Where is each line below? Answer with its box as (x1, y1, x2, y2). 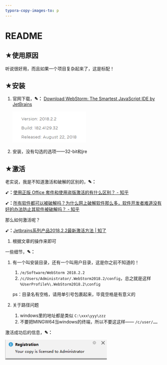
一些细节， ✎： (5, 249, 35, 255)
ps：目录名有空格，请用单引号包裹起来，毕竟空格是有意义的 (12, 291, 136, 297)
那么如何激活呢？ (5, 217, 40, 223)
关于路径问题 (12, 302, 39, 308)
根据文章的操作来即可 (12, 238, 56, 244)
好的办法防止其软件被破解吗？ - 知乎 (5, 206, 80, 212)
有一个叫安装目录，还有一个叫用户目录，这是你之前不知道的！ (12, 259, 140, 265)
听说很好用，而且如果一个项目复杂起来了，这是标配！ (5, 65, 115, 71)
